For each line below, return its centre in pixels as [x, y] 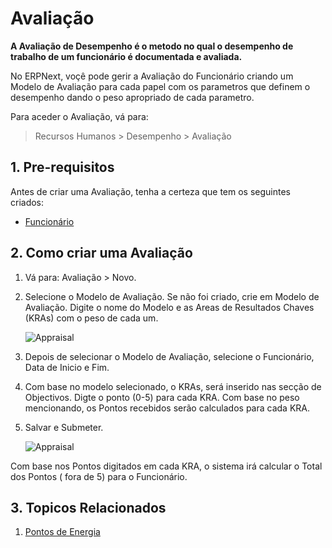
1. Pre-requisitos [62, 167]
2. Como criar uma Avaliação [101, 253]
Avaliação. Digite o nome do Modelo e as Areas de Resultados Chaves [169, 307]
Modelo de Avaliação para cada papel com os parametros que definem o [160, 86]
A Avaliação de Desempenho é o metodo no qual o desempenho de [152, 46]
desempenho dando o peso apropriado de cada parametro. [132, 97]
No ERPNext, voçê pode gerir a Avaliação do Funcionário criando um [152, 76]
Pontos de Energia [62, 532]
